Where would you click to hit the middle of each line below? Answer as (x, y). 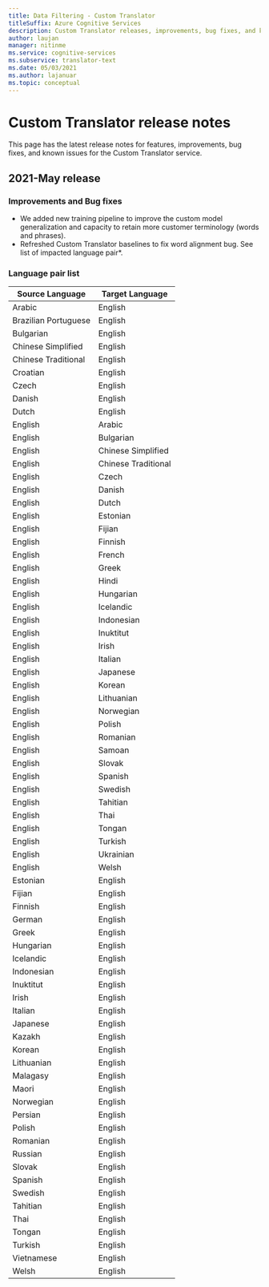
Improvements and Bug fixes (65, 201)
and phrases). (43, 236)
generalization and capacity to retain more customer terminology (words (139, 227)
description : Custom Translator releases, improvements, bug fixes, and (132, 30)
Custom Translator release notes (119, 122)
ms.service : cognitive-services (62, 53)
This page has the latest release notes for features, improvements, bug (125, 144)
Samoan (114, 750)
